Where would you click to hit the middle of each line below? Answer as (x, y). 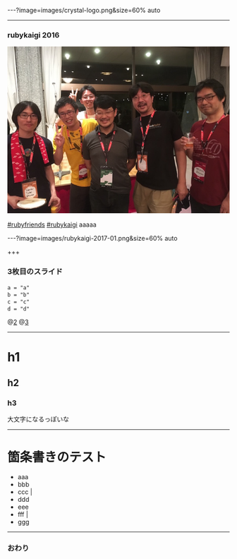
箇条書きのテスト (57, 457)
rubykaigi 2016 (34, 35)
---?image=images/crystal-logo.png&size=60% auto (84, 10)
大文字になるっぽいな (38, 419)
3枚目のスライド (35, 272)
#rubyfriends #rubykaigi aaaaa (52, 224)
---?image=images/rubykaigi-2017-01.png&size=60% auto (92, 239)
